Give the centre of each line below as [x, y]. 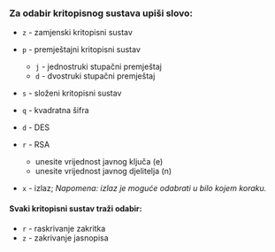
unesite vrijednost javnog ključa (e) [99, 162]
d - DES [36, 127]
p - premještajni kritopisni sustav [81, 50]
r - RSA [36, 145]
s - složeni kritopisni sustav [72, 93]
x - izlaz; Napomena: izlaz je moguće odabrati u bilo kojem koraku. [144, 188]
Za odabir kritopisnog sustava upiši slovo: [101, 13]
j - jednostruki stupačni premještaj [98, 67]
